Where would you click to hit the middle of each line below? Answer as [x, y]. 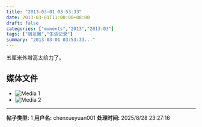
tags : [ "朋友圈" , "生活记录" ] [40, 34]
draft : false [23, 23]
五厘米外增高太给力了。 [35, 57]
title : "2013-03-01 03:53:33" [44, 12]
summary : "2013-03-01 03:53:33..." [51, 40]
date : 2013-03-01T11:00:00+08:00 [48, 17]
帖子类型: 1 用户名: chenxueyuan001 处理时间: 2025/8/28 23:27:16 [88, 117]
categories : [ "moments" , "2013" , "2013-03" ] [60, 29]
